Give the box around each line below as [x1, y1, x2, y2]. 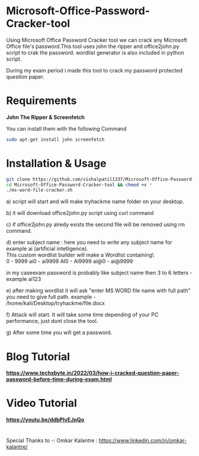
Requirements [6, 94, 77, 107]
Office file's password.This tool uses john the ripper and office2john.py [6, 43, 179, 50]
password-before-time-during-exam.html [6, 376, 113, 383]
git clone [6, 176, 31, 182]
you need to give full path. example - [6, 293, 96, 300]
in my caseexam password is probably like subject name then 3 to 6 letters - [6, 269, 192, 277]
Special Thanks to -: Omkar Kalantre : [6, 437, 98, 444]
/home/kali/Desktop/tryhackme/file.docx [6, 300, 105, 307]
